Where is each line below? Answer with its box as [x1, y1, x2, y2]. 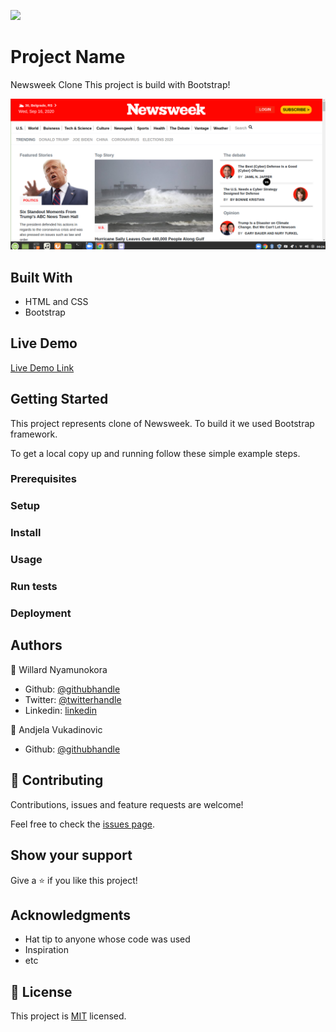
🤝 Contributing [10, 772, 104, 789]
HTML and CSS [24, 295, 89, 307]
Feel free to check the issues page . [10, 818, 155, 830]
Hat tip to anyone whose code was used [24, 933, 191, 945]
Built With [10, 269, 73, 286]
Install [10, 526, 42, 540]
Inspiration [24, 944, 69, 956]
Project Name [10, 46, 126, 69]
